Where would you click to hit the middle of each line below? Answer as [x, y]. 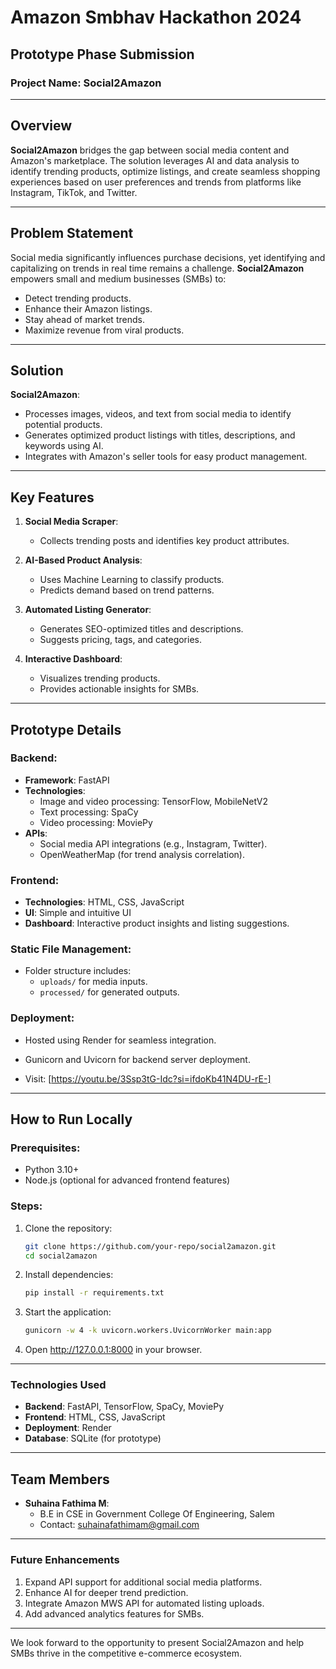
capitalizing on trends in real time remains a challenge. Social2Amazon [157, 268]
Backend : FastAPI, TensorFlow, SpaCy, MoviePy [124, 1407]
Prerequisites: [45, 1148]
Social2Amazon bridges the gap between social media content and [150, 150]
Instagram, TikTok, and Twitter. [74, 192]
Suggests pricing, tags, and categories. [120, 640]
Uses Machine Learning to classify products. [132, 580]
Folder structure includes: [78, 971]
